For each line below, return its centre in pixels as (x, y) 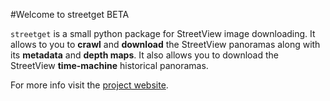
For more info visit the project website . (89, 85)
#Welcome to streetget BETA (70, 14)
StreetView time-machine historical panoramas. (109, 65)
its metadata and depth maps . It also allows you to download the (144, 55)
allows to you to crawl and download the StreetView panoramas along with (165, 44)
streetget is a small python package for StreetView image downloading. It (163, 33)
